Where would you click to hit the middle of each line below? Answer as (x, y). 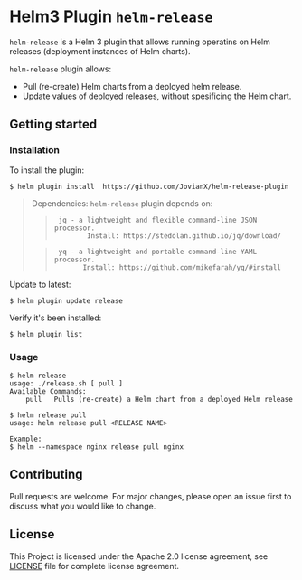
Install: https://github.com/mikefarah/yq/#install (182, 267)
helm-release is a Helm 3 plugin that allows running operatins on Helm (140, 42)
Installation (35, 150)
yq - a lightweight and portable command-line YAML (158, 252)
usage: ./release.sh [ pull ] (66, 383)
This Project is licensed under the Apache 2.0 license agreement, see (139, 556)
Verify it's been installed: (56, 318)
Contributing (46, 475)
